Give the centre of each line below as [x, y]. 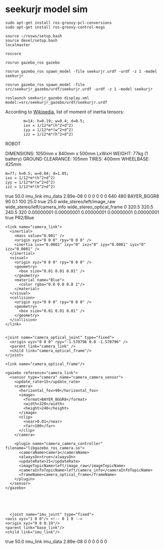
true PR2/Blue [20, 217]
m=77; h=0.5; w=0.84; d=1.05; [37, 173]
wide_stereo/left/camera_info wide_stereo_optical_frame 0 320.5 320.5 [79, 207]
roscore [13, 54]
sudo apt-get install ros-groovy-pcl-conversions [59, 23]
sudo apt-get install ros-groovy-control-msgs [55, 27]
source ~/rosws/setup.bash [34, 36]
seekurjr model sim [47, 9]
